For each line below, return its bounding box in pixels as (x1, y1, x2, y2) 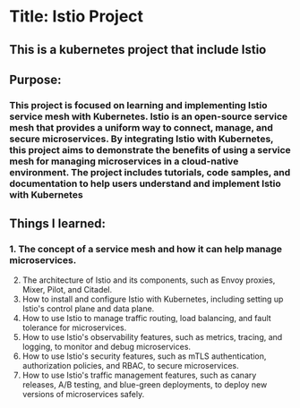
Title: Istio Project (9, 6, 144, 27)
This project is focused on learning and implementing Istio (9, 98, 268, 111)
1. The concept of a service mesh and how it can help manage (9, 243, 283, 256)
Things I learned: (9, 217, 106, 232)
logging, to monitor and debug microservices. (21, 341, 191, 352)
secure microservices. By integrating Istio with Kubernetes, (9, 132, 274, 145)
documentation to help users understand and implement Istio (9, 177, 282, 190)
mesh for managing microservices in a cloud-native (9, 155, 239, 167)
